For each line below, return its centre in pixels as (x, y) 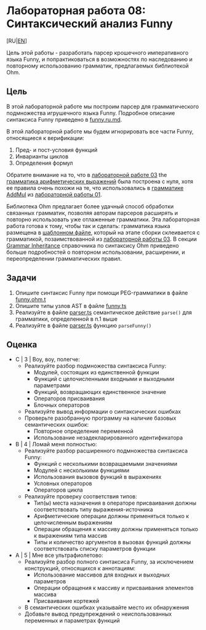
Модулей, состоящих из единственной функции (97, 372)
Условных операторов (63, 484)
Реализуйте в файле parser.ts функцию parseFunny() (83, 325)
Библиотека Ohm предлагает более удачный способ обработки (90, 206)
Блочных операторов (61, 405)
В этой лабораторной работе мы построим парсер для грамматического (103, 106)
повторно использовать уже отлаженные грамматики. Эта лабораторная (103, 219)
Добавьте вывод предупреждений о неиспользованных (98, 614)
